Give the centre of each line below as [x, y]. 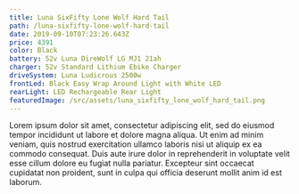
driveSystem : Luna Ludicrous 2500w [75, 76]
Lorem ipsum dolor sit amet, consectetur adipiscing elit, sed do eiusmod [142, 125]
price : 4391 [31, 42]
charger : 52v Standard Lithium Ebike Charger [95, 68]
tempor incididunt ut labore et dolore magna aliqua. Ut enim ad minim [137, 135]
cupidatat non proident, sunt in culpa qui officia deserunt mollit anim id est [146, 173]
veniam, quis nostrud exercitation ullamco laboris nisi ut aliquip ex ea [136, 144]
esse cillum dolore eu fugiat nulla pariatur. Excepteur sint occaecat [132, 163]
